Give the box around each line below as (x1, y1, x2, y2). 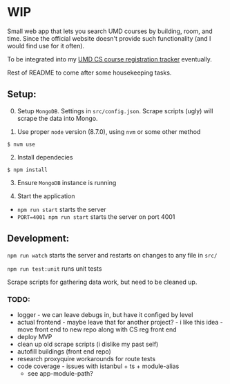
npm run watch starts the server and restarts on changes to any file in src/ (7, 251, 218, 259)
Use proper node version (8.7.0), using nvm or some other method (17, 127, 201, 135)
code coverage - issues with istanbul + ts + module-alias (17, 362, 180, 370)
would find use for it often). (7, 41, 85, 50)
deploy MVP (17, 332, 52, 340)
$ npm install (7, 166, 48, 173)
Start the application (17, 191, 75, 200)
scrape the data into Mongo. (17, 114, 98, 122)
